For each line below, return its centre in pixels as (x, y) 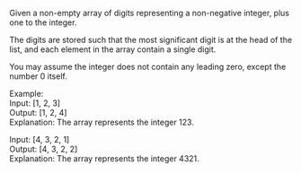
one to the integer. (43, 22)
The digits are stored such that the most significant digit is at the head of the (151, 40)
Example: (27, 94)
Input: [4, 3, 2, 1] (40, 139)
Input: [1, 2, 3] (35, 103)
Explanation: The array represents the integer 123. (102, 122)
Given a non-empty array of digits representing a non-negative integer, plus (150, 13)
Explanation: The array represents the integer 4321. (104, 159)
